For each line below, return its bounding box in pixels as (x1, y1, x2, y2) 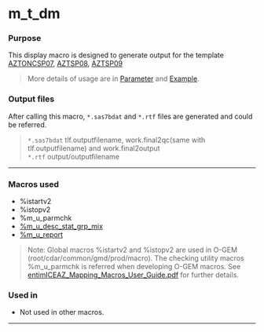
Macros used (8, 178, 60, 189)
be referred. (8, 119, 47, 130)
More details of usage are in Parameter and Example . (27, 74, 200, 83)
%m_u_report (19, 230, 64, 239)
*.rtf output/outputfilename (27, 151, 120, 161)
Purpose (8, 33, 42, 44)
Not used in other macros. (19, 308, 104, 317)
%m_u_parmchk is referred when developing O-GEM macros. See (27, 262, 241, 272)
